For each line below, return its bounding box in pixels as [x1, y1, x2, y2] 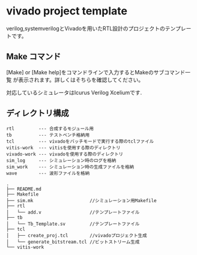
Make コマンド [6, 52, 61, 62]
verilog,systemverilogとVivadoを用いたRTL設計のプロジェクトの [6, 25, 165, 32]
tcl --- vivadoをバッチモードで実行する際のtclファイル [6, 138, 154, 145]
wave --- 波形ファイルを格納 [6, 170, 90, 176]
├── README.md [6, 186, 42, 192]
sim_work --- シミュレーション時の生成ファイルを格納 [6, 164, 134, 170]
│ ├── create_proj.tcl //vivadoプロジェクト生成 [6, 232, 147, 238]
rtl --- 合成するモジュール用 [6, 125, 94, 131]
